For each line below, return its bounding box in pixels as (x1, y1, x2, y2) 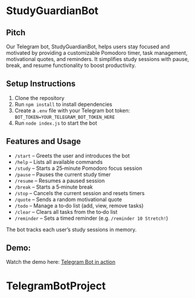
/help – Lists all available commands (14, 158, 103, 165)
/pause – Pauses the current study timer (14, 170, 111, 178)
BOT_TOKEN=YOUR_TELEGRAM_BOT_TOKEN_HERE (14, 114, 115, 120)
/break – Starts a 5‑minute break (14, 183, 93, 190)
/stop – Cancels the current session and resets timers (14, 189, 145, 196)
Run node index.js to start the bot (14, 119, 97, 126)
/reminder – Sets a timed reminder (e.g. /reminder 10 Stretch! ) (14, 215, 169, 222)
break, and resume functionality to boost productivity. (6, 62, 136, 69)
